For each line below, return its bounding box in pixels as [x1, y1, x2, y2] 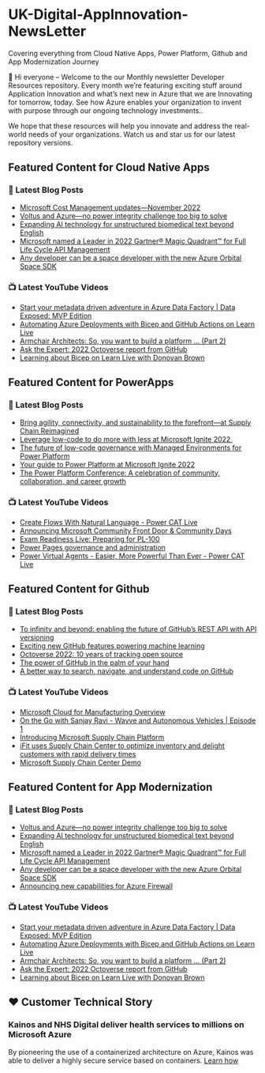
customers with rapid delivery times [19, 749, 136, 758]
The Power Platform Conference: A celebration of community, [19, 468, 221, 478]
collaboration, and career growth [19, 476, 126, 485]
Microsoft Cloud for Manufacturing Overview [19, 707, 166, 716]
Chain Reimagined [19, 425, 80, 436]
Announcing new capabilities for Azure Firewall [19, 881, 174, 890]
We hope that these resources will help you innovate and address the [8, 121, 233, 130]
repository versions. [8, 138, 73, 147]
